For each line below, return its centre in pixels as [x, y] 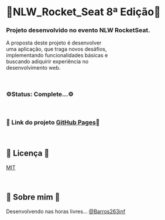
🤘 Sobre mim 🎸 [33, 197]
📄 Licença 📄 [28, 154]
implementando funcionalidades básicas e [57, 56]
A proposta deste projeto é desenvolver [54, 43]
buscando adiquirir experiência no [47, 61]
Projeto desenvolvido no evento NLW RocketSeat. [78, 30]
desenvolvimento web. [33, 68]
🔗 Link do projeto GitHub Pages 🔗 [53, 122]
